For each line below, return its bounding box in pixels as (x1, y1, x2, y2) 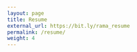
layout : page (7, 9, 45, 17)
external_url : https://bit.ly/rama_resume (7, 22, 130, 29)
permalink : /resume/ (7, 28, 66, 36)
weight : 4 (7, 35, 36, 42)
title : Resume (7, 16, 48, 23)
